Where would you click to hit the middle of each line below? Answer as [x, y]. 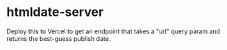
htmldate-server [55, 12]
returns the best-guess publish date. [59, 38]
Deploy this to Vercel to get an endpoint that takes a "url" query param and [113, 31]
